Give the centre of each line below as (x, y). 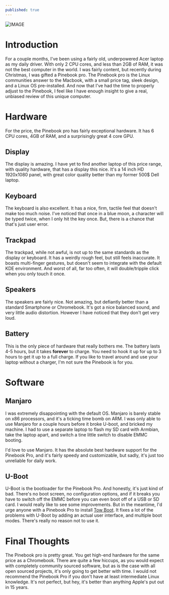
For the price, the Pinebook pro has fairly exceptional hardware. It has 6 (80, 131)
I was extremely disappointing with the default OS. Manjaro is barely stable (83, 413)
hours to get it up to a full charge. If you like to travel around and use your (81, 357)
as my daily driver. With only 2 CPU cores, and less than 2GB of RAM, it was (84, 64)
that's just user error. (27, 224)
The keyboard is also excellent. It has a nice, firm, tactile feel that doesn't (81, 208)
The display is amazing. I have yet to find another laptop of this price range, (84, 164)
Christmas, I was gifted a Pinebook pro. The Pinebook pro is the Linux (78, 75)
